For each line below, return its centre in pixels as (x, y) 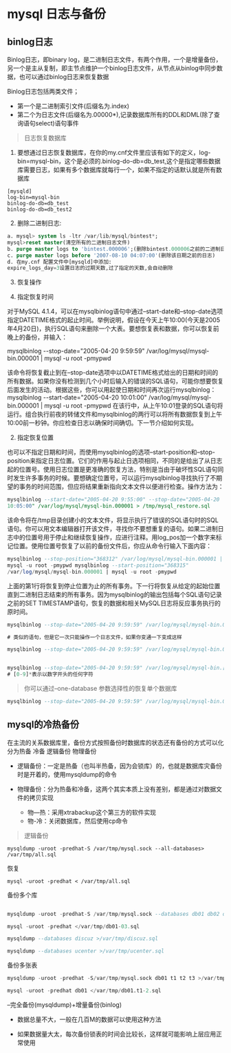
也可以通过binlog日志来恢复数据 (64, 77)
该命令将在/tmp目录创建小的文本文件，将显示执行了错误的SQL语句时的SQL (113, 520)
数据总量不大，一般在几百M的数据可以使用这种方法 (89, 1019)
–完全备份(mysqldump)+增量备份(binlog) (65, 1004)
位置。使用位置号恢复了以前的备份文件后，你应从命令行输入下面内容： (112, 546)
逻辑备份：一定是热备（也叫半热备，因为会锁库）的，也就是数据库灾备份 (119, 766)
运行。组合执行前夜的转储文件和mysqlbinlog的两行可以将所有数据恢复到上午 (114, 415)
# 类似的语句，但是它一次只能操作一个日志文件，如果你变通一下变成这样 (95, 637)
